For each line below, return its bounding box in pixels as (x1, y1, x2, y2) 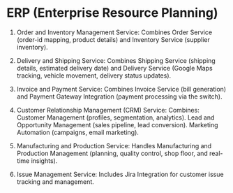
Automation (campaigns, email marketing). (16, 128, 139, 136)
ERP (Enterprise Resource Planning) (6, 5, 218, 21)
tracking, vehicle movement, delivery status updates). (16, 71, 172, 80)
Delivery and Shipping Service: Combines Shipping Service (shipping (16, 56, 216, 64)
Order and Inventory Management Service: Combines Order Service (16, 28, 213, 36)
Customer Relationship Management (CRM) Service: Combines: (16, 106, 200, 114)
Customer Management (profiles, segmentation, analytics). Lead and (16, 113, 215, 122)
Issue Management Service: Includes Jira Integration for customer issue (16, 170, 224, 178)
